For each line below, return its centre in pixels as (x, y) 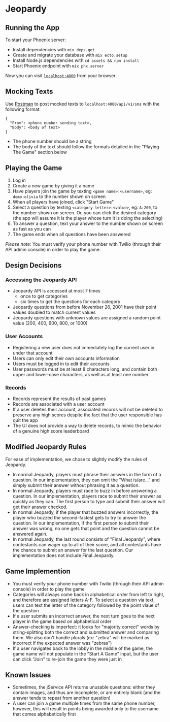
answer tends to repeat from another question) (61, 698)
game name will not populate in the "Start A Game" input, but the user (86, 653)
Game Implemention (38, 571)
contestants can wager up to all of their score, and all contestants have (87, 544)
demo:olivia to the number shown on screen (59, 196)
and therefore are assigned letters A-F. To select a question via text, (83, 600)
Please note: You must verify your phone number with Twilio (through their (83, 244)
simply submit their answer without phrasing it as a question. (76, 485)
